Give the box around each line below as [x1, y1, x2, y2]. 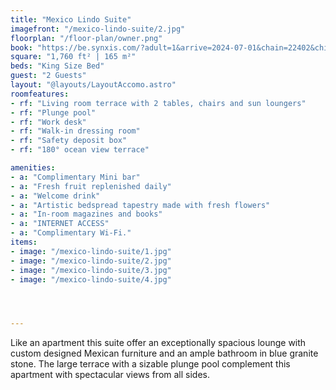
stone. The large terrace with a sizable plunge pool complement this [10, 358, 291, 370]
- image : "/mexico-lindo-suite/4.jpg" [10, 274, 172, 285]
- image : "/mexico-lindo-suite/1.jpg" [10, 246, 172, 256]
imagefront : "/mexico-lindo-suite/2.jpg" [10, 24, 186, 34]
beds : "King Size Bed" [10, 61, 105, 71]
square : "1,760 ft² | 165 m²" [10, 52, 137, 62]
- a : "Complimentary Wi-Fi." [10, 228, 132, 238]
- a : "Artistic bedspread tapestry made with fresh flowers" [10, 200, 271, 210]
